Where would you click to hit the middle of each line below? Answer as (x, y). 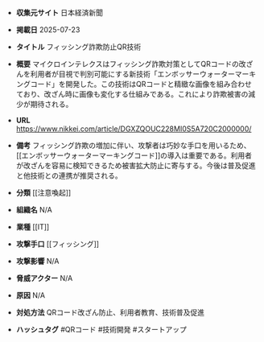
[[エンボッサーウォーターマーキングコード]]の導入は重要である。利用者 (134, 155)
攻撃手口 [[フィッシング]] (57, 244)
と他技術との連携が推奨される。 (69, 175)
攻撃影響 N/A (37, 261)
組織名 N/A (34, 210)
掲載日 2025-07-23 (48, 30)
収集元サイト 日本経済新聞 (59, 12)
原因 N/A (31, 295)
